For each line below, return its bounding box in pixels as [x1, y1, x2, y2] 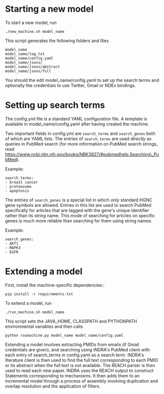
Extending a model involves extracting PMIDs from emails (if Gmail [5, 342, 140, 347]
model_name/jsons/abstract [5, 64, 60, 69]
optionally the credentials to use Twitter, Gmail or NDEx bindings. [5, 82, 136, 88]
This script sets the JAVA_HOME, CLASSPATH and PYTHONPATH [5, 318, 137, 324]
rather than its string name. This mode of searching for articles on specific [5, 212, 155, 219]
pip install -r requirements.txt [5, 292, 73, 296]
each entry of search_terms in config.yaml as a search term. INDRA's [5, 352, 144, 358]
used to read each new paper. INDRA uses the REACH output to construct [5, 368, 154, 373]
